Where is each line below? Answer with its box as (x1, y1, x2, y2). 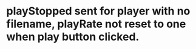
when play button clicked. (6, 30, 140, 44)
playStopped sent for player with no (6, 4, 191, 18)
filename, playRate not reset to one (6, 17, 186, 31)
